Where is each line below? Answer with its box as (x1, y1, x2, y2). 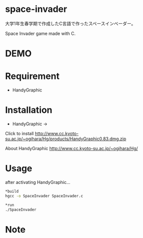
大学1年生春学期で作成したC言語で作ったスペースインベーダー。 (5, 20, 136, 26)
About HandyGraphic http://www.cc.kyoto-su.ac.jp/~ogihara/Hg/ (5, 146, 138, 151)
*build (5, 189, 19, 194)
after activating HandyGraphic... (5, 179, 71, 185)
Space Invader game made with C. (5, 30, 76, 36)
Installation (5, 104, 53, 116)
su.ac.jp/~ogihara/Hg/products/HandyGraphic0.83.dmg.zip (5, 136, 127, 142)
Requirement (5, 71, 60, 82)
